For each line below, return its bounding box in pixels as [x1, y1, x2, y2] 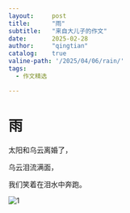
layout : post [8, 11, 67, 20]
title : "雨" [8, 19, 66, 28]
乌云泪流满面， [8, 162, 58, 172]
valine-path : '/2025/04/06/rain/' [8, 58, 125, 66]
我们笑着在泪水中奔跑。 [8, 179, 86, 189]
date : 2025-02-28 [8, 34, 89, 43]
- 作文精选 [15, 72, 48, 80]
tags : [8, 65, 27, 73]
